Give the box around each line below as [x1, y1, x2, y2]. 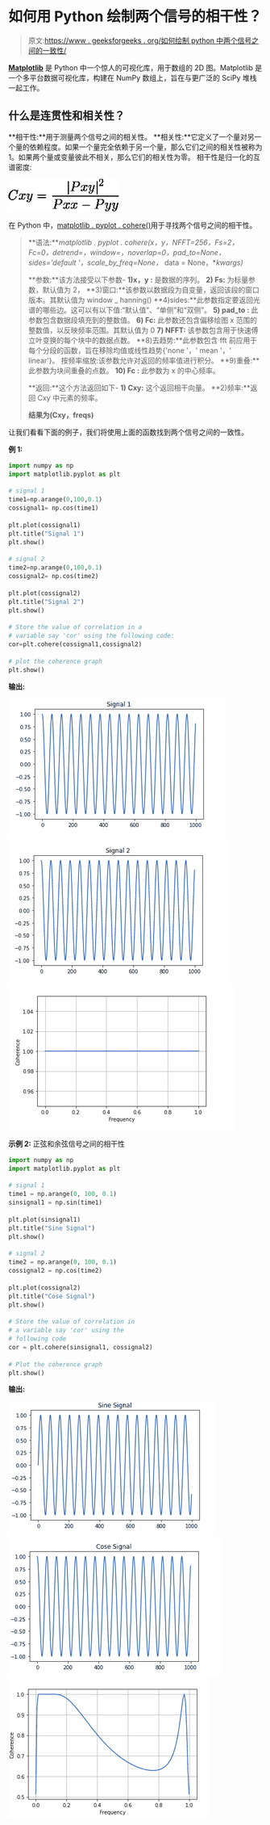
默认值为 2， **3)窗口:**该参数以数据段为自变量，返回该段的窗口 [42, 284, 260, 295]
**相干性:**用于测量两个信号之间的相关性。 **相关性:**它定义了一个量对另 [8, 132, 255, 141]
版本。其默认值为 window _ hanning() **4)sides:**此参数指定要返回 [27, 295, 254, 304]
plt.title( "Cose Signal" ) [8, 1292, 95, 1300]
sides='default [27, 258, 77, 267]
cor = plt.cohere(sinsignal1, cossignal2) [8, 1343, 153, 1351]
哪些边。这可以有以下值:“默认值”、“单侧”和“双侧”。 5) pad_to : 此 [42, 304, 259, 315]
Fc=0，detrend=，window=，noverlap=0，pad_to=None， [27, 247, 226, 257]
